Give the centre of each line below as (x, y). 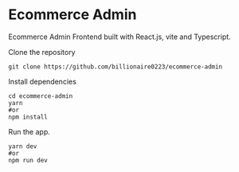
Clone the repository (42, 52)
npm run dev (28, 160)
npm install (28, 117)
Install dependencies (43, 81)
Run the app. (29, 131)
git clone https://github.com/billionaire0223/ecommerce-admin (116, 66)
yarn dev (23, 146)
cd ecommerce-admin (41, 96)
